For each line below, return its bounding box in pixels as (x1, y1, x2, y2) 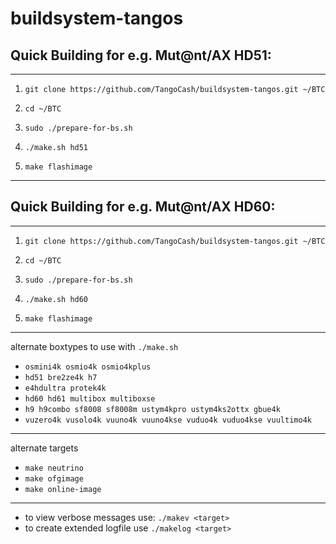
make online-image (24, 484, 102, 494)
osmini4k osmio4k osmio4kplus (24, 362, 152, 372)
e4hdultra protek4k (24, 383, 107, 393)
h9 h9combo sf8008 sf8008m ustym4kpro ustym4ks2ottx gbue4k (24, 404, 281, 414)
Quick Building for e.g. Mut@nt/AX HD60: (10, 198, 276, 216)
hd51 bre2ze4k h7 (24, 372, 98, 382)
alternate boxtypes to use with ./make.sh (10, 340, 179, 352)
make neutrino (24, 463, 84, 473)
